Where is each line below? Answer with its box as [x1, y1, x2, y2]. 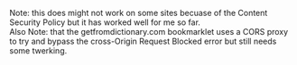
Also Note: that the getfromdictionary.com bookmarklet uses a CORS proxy [9, 27, 289, 37]
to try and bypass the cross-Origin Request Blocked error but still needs [9, 36, 277, 46]
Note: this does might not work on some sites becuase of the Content [9, 8, 268, 18]
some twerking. [9, 45, 68, 56]
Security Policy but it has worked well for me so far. [9, 17, 201, 28]
